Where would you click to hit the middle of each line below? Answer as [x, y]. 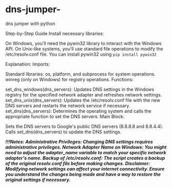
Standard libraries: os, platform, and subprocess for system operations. [81, 74]
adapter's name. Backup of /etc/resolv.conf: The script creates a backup [85, 158]
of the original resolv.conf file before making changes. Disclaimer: [78, 163]
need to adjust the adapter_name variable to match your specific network [86, 152]
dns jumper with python [30, 24]
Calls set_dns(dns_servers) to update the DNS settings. [63, 132]
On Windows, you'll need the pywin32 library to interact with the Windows [83, 43]
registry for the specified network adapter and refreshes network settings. [84, 95]
